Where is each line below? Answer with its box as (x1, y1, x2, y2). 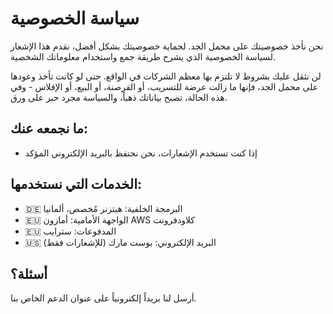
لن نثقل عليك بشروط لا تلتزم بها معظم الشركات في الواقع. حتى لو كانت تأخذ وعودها (10, 70, 322, 82)
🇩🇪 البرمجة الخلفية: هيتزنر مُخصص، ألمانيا (24, 202, 183, 214)
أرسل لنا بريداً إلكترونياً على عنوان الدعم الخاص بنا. (10, 292, 197, 304)
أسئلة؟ (10, 265, 48, 282)
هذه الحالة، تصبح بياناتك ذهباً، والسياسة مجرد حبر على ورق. (10, 91, 228, 103)
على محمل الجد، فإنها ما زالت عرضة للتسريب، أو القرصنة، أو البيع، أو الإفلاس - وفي (10, 80, 319, 92)
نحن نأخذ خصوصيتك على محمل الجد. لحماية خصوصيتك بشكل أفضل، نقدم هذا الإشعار (10, 40, 324, 52)
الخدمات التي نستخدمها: (10, 176, 143, 193)
